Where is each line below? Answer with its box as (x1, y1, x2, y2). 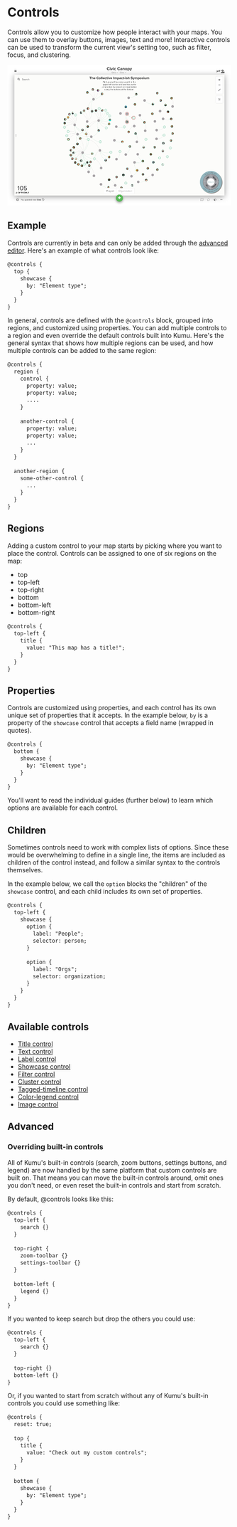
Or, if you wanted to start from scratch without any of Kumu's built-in (7, 1391, 209, 1400)
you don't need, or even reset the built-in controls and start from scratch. (7, 1180, 221, 1189)
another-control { (20, 418, 75, 425)
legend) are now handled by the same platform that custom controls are (7, 1166, 218, 1174)
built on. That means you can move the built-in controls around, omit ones (7, 1173, 224, 1182)
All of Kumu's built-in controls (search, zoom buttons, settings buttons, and (7, 1158, 227, 1167)
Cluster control (17, 1077, 62, 1086)
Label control (17, 1055, 57, 1064)
